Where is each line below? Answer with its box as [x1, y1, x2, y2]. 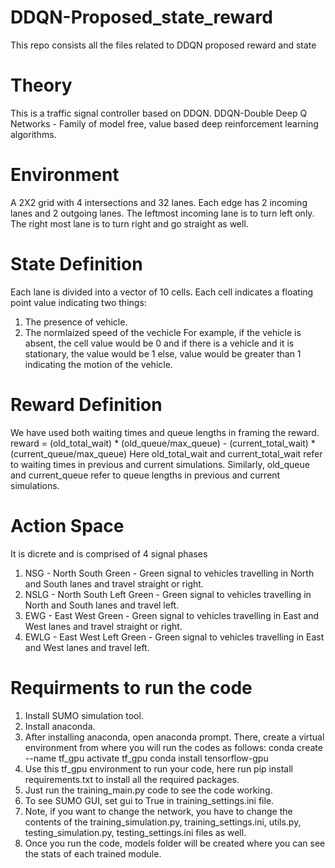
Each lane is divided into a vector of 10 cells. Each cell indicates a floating [10, 286, 314, 298]
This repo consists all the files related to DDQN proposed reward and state [10, 39, 317, 51]
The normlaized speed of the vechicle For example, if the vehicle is [24, 326, 302, 338]
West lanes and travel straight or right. [24, 620, 183, 632]
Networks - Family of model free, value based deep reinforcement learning [10, 117, 319, 130]
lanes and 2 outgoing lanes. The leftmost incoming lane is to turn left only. [10, 207, 315, 219]
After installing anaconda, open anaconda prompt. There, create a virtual [24, 731, 325, 743]
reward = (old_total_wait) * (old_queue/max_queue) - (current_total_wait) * [10, 437, 316, 449]
